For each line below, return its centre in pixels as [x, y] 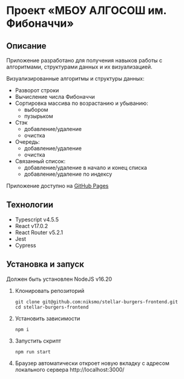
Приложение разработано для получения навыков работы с [84, 60]
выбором [36, 109]
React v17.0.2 [31, 226]
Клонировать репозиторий [50, 290]
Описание [26, 46]
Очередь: [27, 142]
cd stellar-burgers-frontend [52, 307]
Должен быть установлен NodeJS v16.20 [59, 279]
